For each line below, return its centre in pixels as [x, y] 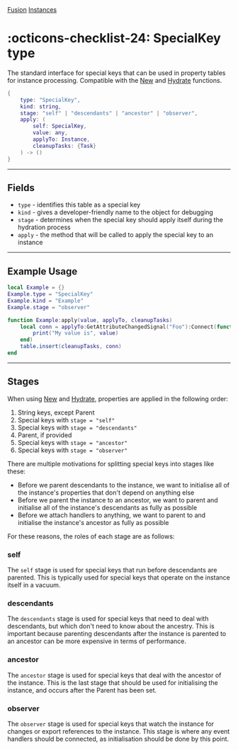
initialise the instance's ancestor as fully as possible [93, 522]
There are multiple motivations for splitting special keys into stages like [111, 463]
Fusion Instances [32, 10]
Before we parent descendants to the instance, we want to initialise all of [124, 485]
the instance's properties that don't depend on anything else [106, 492]
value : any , [51, 133]
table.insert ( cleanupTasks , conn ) [71, 347]
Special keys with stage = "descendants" [77, 427]
